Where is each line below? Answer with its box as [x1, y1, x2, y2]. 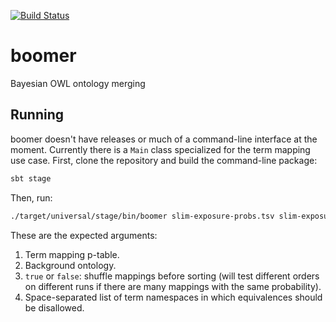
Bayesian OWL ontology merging [10, 77, 146, 89]
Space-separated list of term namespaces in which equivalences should [24, 291, 323, 303]
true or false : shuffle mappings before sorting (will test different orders [24, 270, 320, 282]
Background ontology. [24, 259, 117, 271]
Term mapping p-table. [24, 248, 120, 260]
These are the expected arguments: [10, 229, 158, 241]
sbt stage [10, 173, 52, 184]
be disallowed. [24, 301, 85, 314]
